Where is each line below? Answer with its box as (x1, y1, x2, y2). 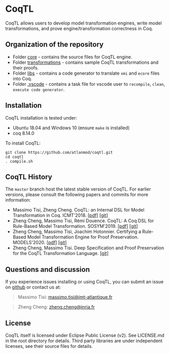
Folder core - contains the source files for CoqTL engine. (12, 54, 133, 60)
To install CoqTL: (5, 140, 41, 146)
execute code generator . (12, 86, 65, 92)
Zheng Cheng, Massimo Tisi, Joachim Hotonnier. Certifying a (12, 228, 141, 235)
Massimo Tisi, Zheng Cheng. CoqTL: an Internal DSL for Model (12, 207, 144, 213)
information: (5, 197, 31, 203)
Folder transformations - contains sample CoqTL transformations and (12, 59, 159, 65)
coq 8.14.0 (12, 130, 35, 136)
